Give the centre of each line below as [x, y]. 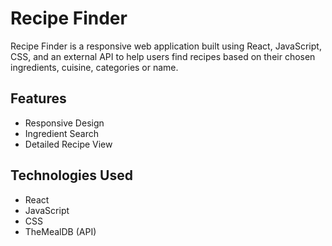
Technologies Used [71, 175]
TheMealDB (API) [60, 231]
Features [38, 98]
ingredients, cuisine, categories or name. [94, 67]
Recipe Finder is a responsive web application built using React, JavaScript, [166, 46]
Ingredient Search [61, 133]
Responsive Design [64, 123]
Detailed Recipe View [68, 144]
